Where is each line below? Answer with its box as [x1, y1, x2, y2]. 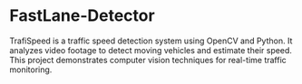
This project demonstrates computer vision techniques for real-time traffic [9, 54, 287, 65]
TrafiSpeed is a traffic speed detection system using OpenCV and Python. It [9, 35, 293, 46]
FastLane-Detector [9, 5, 156, 26]
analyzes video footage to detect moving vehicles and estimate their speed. [9, 44, 293, 55]
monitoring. [9, 64, 53, 75]
